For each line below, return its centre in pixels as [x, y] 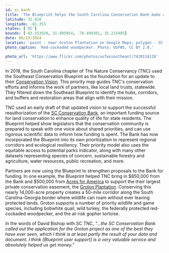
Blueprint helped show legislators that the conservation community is [77, 123]
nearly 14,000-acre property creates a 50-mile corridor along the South [79, 192]
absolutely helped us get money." [40, 244]
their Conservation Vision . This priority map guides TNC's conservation [79, 82]
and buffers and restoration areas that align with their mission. [70, 98]
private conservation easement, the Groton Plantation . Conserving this [78, 186]
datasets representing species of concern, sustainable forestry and [75, 155]
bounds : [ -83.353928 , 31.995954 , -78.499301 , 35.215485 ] [66, 33]
